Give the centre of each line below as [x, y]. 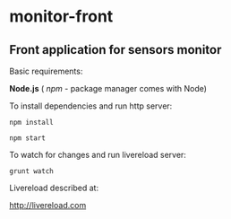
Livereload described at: [54, 188]
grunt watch [31, 171]
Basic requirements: [46, 71]
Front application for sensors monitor [115, 50]
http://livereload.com [48, 205]
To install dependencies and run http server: [91, 106]
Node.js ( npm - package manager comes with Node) [108, 88]
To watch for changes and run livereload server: [98, 155]
